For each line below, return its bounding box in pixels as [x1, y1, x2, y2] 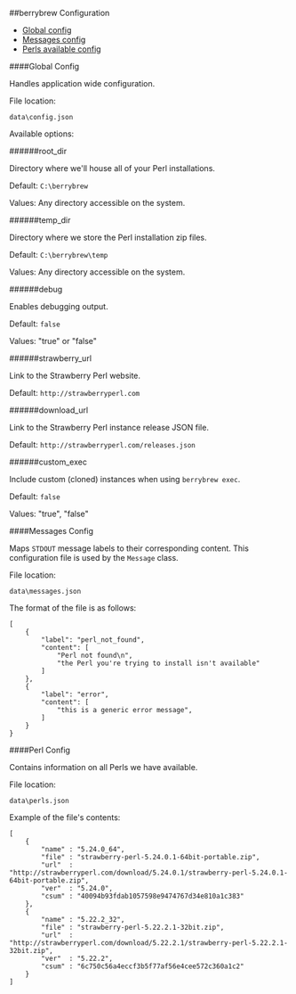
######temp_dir [9, 215, 71, 226]
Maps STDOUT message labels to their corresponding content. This [9, 543, 249, 554]
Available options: [9, 128, 75, 139]
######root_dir [9, 146, 68, 156]
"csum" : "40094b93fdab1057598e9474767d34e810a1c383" [41, 891, 244, 900]
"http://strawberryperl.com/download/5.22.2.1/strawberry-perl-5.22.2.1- [9, 939, 289, 948]
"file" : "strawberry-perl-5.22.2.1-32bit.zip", [41, 923, 225, 932]
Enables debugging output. [9, 301, 108, 311]
